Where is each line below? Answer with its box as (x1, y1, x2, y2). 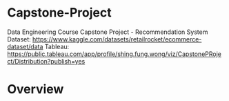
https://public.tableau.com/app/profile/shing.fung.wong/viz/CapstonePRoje (7, 50, 222, 58)
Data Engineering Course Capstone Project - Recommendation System (7, 28, 208, 36)
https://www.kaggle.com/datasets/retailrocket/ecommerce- (32, 35, 202, 43)
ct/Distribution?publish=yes (7, 57, 86, 65)
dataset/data (7, 42, 43, 50)
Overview (7, 82, 64, 98)
